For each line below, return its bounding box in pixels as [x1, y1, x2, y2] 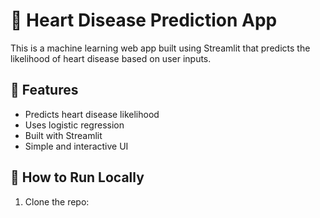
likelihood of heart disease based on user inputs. [10, 52, 212, 64]
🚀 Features [10, 82, 79, 99]
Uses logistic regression [24, 119, 125, 131]
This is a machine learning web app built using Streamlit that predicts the [10, 42, 311, 54]
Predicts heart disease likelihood [24, 108, 160, 120]
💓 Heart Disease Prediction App [10, 9, 278, 32]
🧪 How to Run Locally [10, 169, 145, 186]
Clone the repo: [24, 195, 90, 208]
